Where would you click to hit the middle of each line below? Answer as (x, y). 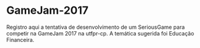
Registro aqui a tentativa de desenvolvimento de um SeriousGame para (95, 27)
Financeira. (20, 40)
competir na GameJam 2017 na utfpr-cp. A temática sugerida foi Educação (100, 33)
